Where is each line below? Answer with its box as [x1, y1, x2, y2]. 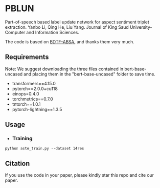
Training [12, 135, 33, 142]
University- [129, 24, 153, 30]
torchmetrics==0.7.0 [12, 96, 53, 102]
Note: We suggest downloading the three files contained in [5, 66, 124, 72]
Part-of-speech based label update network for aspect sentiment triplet [5, 19, 149, 25]
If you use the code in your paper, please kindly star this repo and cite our [5, 172, 154, 178]
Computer [5, 29, 25, 35]
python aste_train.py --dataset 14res [5, 146, 84, 151]
